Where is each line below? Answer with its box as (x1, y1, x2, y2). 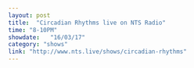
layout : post (8, 11, 51, 20)
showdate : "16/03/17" (8, 33, 86, 41)
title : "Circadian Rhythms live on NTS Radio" (8, 19, 167, 27)
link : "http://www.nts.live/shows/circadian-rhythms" (8, 48, 188, 55)
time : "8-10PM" (8, 26, 58, 34)
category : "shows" (8, 41, 68, 48)
